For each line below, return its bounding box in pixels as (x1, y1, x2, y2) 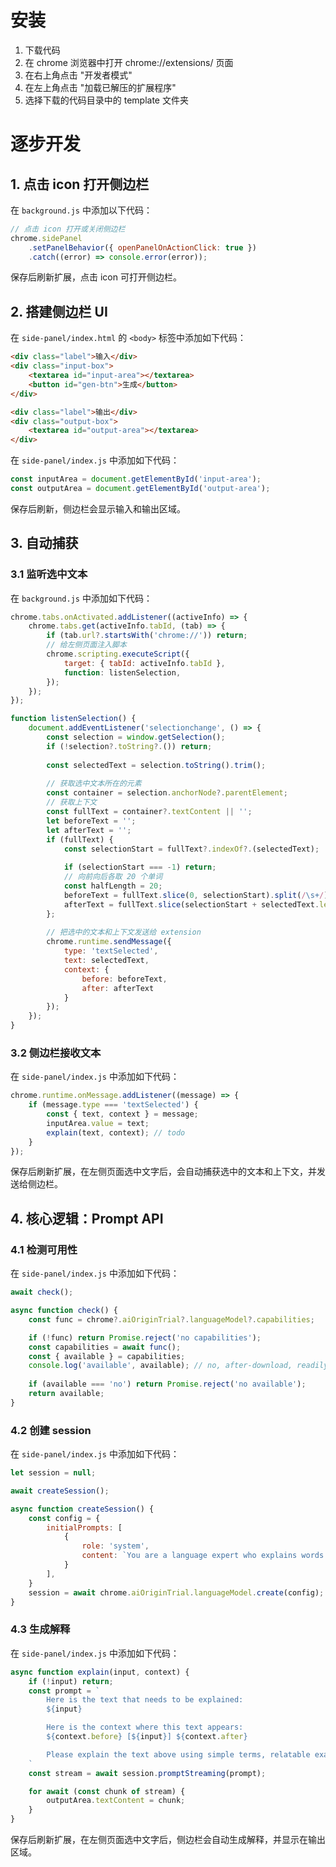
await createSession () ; (10, 1486, 110, 1496)
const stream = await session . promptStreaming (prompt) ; (28, 1768, 267, 1778)
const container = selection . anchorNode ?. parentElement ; (46, 788, 288, 798)
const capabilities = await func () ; (28, 1342, 182, 1352)
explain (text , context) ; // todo (46, 1127, 186, 1138)
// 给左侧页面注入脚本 (46, 640, 127, 650)
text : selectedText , (63, 956, 150, 966)
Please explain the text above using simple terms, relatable (46, 1749, 311, 1760)
